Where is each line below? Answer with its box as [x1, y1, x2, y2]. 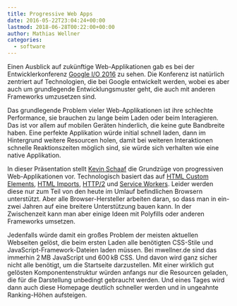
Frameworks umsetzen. [7, 217, 75, 226]
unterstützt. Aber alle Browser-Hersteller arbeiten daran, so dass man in [7, 195, 217, 203]
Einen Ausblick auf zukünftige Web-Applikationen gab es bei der [7, 63, 195, 71]
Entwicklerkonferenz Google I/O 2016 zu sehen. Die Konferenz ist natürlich [7, 70, 224, 78]
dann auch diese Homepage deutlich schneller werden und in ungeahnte [7, 283, 219, 291]
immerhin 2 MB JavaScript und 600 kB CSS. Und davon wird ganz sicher [7, 253, 218, 262]
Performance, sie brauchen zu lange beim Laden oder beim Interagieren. [7, 114, 219, 122]
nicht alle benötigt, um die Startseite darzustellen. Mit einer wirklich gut [7, 261, 214, 269]
